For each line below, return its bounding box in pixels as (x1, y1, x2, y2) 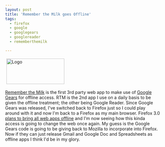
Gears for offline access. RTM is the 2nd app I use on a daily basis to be (5, 94, 151, 100)
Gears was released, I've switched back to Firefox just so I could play (5, 105, 146, 111)
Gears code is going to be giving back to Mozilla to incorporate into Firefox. (5, 126, 158, 132)
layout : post (5, 7, 32, 12)
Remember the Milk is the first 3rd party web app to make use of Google (5, 89, 152, 95)
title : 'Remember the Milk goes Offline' (5, 12, 92, 17)
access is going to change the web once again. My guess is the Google (5, 120, 150, 126)
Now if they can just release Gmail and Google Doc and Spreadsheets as (5, 131, 153, 137)
